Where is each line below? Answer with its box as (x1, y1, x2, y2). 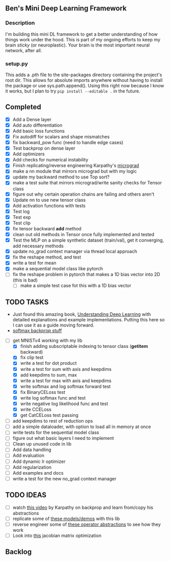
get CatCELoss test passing (20, 412, 79, 418)
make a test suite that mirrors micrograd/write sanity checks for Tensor (12, 180, 162, 186)
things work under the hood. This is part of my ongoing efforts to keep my (5, 36, 160, 42)
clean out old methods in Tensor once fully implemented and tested (12, 231, 154, 237)
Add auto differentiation (12, 122, 63, 128)
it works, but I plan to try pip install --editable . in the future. (5, 88, 140, 94)
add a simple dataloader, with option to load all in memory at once (12, 424, 151, 430)
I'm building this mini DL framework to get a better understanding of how (5, 31, 158, 37)
